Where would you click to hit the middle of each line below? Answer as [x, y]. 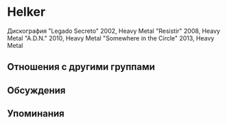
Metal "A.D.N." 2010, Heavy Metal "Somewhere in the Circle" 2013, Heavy [111, 38]
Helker [26, 12]
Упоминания [36, 114]
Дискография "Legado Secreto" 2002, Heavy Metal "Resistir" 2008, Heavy [114, 31]
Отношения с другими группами [81, 67]
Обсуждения [36, 90]
